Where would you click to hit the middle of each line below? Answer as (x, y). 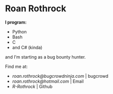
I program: (16, 22)
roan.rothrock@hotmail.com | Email (48, 81)
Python (19, 31)
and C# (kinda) (27, 47)
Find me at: (16, 66)
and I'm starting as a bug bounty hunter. (45, 57)
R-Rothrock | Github (32, 86)
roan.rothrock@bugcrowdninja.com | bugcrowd (60, 76)
